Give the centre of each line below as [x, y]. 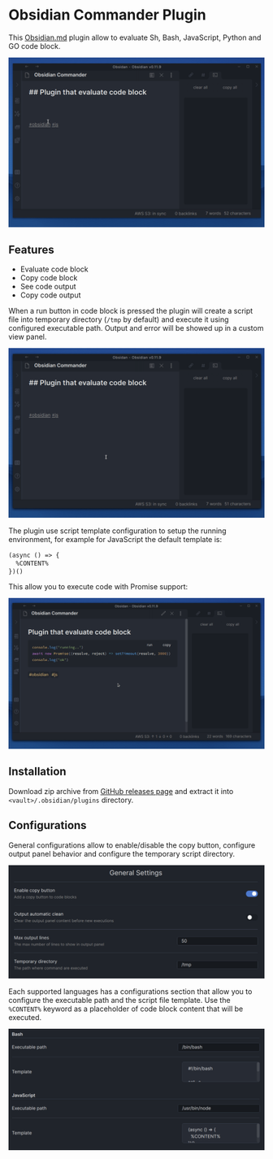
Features [31, 250]
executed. [25, 1017]
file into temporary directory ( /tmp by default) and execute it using [119, 319]
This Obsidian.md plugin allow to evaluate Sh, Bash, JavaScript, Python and [135, 37]
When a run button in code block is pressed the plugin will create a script [131, 311]
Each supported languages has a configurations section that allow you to [130, 991]
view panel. [28, 337]
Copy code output [50, 295]
